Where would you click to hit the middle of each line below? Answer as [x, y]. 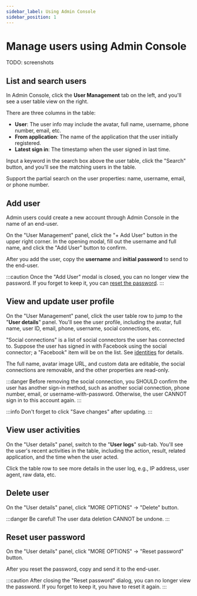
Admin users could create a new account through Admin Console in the [93, 218]
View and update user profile [60, 302]
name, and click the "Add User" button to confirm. [67, 248]
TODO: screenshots [30, 62]
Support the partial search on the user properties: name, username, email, [96, 179]
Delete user [28, 493]
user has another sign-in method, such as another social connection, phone [98, 387]
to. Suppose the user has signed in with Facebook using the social [86, 346]
